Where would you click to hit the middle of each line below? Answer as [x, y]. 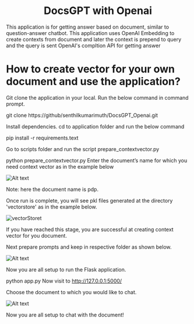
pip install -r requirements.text [42, 138]
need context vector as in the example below [60, 166]
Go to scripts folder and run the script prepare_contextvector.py [83, 149]
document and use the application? [93, 81]
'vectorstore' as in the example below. [52, 207]
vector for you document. [36, 235]
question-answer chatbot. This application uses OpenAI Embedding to [90, 33]
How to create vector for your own [90, 69]
